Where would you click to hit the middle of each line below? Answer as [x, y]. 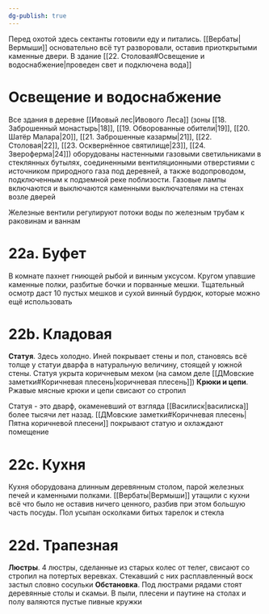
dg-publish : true [38, 16]
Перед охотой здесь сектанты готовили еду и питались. [105, 39]
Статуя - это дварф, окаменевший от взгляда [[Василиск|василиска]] [128, 406]
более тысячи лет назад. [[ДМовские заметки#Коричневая [111, 415]
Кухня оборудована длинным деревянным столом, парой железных [126, 487]
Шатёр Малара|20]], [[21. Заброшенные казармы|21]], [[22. [110, 136]
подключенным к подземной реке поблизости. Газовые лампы [117, 179]
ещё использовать [40, 301]
